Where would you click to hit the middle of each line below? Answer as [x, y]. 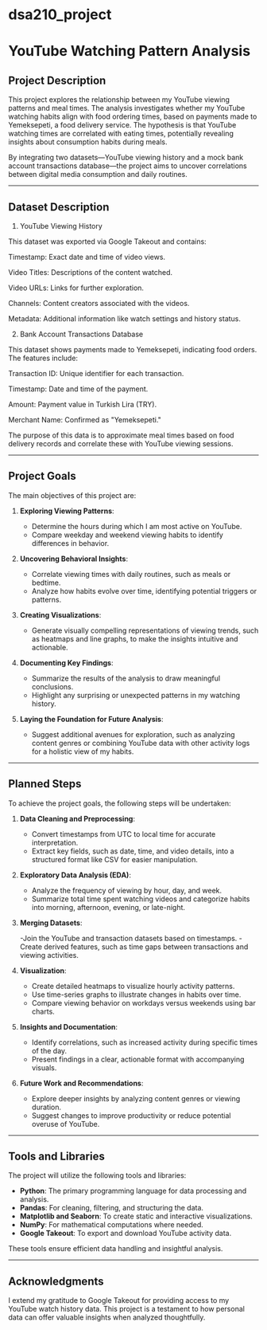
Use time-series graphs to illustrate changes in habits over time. [136, 995]
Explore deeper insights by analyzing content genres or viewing [136, 1098]
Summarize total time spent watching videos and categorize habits [141, 899]
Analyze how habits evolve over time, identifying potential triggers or [144, 590]
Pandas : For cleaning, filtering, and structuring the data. [112, 1208]
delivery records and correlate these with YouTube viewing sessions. [121, 443]
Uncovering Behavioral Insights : [74, 559]
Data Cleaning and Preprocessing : [77, 818]
